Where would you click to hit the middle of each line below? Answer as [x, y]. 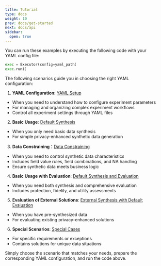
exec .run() [16, 69]
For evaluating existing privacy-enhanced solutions [63, 219]
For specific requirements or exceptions [52, 238]
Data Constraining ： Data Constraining [51, 147]
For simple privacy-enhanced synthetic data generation [67, 136]
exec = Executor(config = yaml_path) [41, 64]
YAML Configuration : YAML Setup [47, 93]
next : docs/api [20, 28]
